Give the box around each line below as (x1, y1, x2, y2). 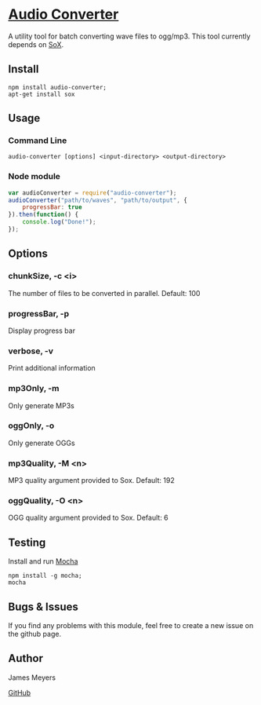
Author (8, 652, 43, 665)
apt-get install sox (8, 90, 76, 98)
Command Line (8, 135, 67, 146)
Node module (8, 171, 61, 182)
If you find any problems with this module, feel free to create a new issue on (8, 621, 254, 630)
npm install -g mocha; (8, 572, 82, 580)
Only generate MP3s (8, 400, 74, 410)
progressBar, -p (8, 308, 70, 319)
